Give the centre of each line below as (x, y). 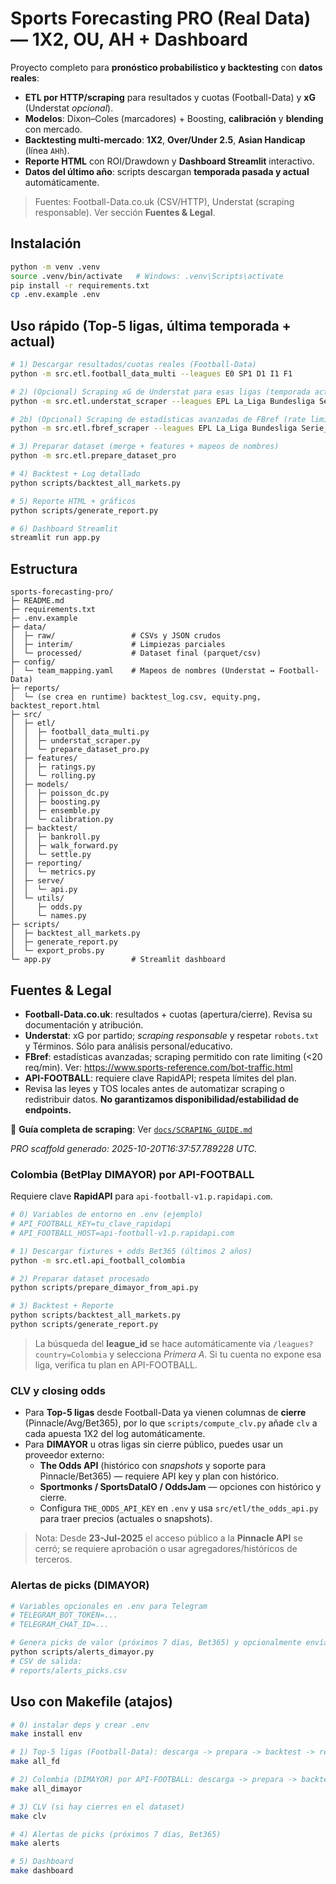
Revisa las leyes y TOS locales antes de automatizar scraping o (154, 1088)
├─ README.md (37, 601)
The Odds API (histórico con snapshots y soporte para (153, 1466)
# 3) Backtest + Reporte (62, 1306)
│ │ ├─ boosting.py (55, 802)
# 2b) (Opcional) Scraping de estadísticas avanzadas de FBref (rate (158, 419)
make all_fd (35, 1762)
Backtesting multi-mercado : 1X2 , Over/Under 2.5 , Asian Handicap (165, 139)
